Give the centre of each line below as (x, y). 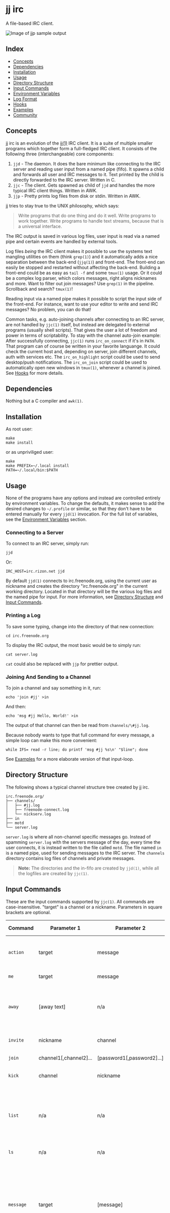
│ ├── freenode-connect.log (38, 810)
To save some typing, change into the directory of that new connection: (80, 626)
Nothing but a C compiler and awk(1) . (44, 401)
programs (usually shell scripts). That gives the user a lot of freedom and (81, 330)
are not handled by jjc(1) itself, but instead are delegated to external (78, 324)
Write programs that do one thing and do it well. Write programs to (87, 215)
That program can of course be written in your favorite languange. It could (83, 346)
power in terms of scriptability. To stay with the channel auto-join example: (83, 335)
